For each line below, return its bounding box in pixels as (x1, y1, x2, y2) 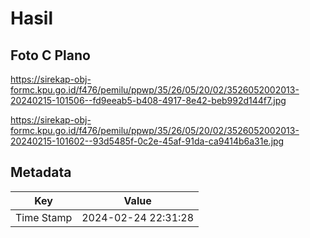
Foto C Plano (10, 47, 91, 64)
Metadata (10, 164, 72, 181)
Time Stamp (15, 210, 73, 224)
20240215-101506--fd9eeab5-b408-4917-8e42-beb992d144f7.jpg (10, 95, 287, 106)
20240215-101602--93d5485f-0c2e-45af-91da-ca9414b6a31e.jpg (10, 135, 285, 147)
